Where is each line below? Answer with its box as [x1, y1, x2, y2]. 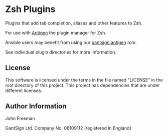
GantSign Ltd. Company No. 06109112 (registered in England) [5, 125, 131, 131]
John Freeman [5, 115, 35, 121]
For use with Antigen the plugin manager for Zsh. [5, 29, 107, 35]
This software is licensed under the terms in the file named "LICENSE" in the [5, 76, 163, 83]
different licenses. [5, 87, 43, 93]
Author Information [5, 102, 67, 110]
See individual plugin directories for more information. [5, 49, 117, 55]
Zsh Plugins [5, 3, 56, 15]
